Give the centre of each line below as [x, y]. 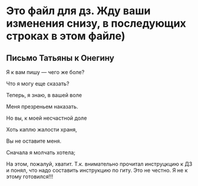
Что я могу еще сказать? [38, 84]
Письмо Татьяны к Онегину [60, 58]
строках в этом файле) [66, 36]
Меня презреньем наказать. [42, 107]
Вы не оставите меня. [34, 141]
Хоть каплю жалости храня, [42, 129]
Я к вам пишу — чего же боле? [45, 72]
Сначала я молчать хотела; [41, 153]
